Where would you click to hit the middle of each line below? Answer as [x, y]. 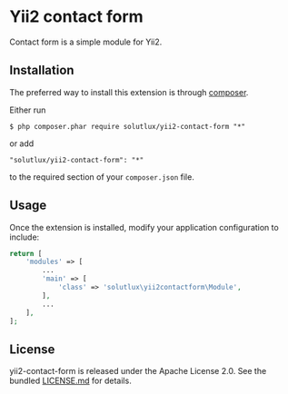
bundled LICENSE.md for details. [70, 381]
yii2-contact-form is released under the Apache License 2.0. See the [138, 371]
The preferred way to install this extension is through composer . [129, 92]
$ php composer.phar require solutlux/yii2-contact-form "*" [128, 126]
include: [25, 237]
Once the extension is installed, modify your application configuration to [144, 227]
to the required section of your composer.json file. [102, 177]
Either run [28, 110]
